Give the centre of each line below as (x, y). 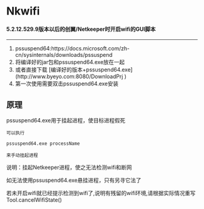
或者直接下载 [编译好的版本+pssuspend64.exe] (74, 70)
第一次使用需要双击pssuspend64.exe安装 (67, 84)
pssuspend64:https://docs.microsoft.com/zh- (72, 48)
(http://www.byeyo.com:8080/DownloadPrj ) (71, 76)
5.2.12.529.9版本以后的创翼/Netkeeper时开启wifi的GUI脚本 (81, 29)
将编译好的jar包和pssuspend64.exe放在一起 (70, 62)
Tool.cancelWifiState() (34, 200)
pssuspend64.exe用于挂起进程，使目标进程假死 (66, 121)
